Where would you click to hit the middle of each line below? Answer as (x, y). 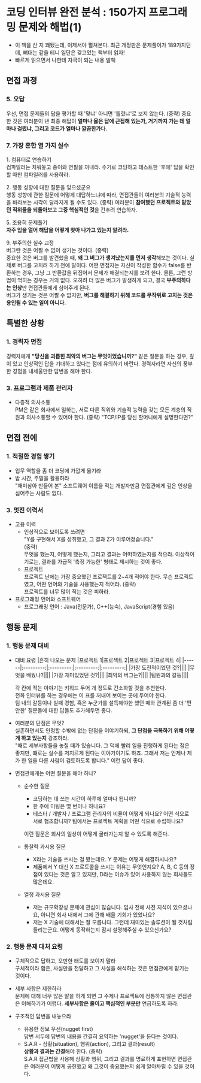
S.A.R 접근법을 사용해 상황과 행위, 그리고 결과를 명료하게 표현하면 (100, 1058)
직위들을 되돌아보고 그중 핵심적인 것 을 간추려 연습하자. (75, 210)
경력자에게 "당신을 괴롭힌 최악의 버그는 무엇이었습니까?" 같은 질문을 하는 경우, (97, 356)
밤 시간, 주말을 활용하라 (42, 478)
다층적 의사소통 (33, 402)
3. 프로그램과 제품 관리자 (39, 388)
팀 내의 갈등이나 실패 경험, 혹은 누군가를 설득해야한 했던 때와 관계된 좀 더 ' (101, 703)
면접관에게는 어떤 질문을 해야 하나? (55, 773)
